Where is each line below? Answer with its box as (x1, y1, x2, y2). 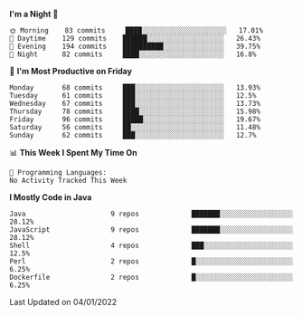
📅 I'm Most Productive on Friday (9, 66, 133, 76)
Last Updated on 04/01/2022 (9, 297, 118, 307)
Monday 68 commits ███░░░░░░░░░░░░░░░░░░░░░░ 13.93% (9, 83, 260, 92)
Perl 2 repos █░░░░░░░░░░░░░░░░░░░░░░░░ (9, 257, 294, 266)
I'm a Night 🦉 (9, 9, 59, 19)
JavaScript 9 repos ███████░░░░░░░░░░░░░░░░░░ (9, 225, 294, 235)
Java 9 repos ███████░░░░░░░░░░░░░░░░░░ (9, 209, 294, 218)
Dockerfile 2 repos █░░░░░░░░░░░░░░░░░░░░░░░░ (9, 273, 294, 282)
